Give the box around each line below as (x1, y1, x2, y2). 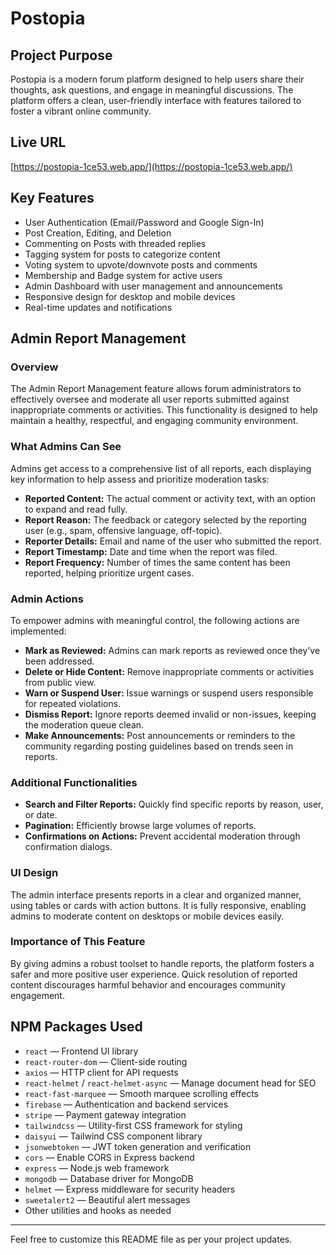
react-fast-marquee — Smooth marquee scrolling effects (24, 1087, 259, 1099)
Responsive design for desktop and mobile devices (24, 290, 236, 302)
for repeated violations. (24, 697, 122, 709)
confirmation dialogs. (24, 841, 113, 853)
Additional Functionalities (10, 775, 138, 789)
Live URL (10, 134, 67, 151)
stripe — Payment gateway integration (24, 1108, 187, 1121)
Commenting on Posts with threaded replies (24, 237, 207, 249)
